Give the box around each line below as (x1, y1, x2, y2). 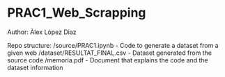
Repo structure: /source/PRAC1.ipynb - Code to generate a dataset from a (7, 41, 219, 49)
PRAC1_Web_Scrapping (7, 5, 146, 21)
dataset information (7, 63, 64, 71)
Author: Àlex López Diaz (7, 28, 77, 36)
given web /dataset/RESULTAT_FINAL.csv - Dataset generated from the (7, 49, 212, 57)
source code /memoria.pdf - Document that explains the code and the (7, 55, 208, 64)
